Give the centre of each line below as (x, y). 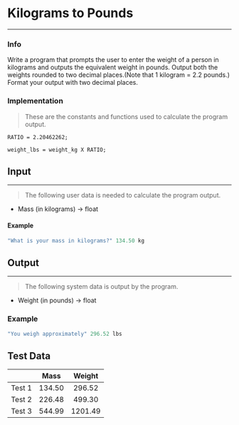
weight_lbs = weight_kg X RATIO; (57, 150)
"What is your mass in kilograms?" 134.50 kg (76, 240)
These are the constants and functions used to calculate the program (126, 116)
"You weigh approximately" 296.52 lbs (65, 334)
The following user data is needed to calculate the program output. (123, 195)
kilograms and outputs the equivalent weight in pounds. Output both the (113, 67)
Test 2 (21, 399)
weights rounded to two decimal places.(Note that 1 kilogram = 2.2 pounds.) (118, 75)
